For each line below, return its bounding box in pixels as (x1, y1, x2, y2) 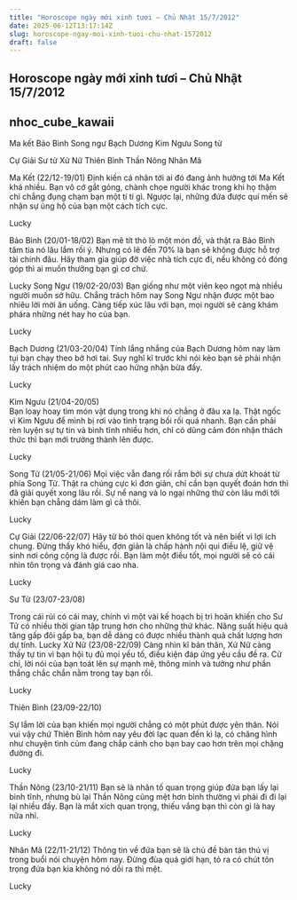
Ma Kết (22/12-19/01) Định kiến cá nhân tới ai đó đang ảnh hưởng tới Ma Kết (9, 172, 285, 183)
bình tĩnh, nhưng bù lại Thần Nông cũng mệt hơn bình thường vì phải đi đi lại (9, 792, 287, 802)
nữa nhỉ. (9, 810, 39, 821)
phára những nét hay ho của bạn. (9, 309, 131, 320)
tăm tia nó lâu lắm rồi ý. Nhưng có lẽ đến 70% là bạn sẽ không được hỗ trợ (9, 245, 280, 256)
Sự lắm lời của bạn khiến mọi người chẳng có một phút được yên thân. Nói (9, 720, 279, 730)
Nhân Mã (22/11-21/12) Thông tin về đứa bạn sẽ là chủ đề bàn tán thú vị (9, 845, 270, 856)
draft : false (9, 37, 58, 47)
